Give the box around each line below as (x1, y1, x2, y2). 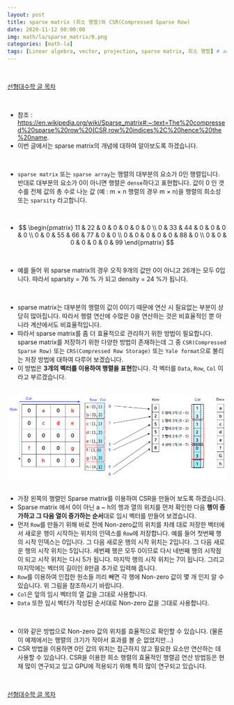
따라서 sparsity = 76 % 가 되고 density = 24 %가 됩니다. (32, 275, 188, 283)
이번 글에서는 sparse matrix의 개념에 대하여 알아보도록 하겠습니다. (17, 141, 198, 150)
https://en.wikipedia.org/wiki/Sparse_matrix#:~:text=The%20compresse (17, 118, 226, 127)
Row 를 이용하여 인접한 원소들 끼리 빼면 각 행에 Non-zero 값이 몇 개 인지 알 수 (17, 573, 225, 581)
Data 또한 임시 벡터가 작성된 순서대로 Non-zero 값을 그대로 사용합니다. (17, 599, 210, 607)
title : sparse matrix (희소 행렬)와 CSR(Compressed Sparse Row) (7, 18, 190, 26)
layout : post (7, 11, 45, 18)
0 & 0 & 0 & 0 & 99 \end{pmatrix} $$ (70, 238, 174, 247)
